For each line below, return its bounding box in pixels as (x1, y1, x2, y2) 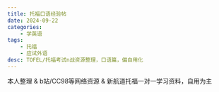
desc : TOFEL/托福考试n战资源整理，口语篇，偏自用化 (7, 57, 143, 64)
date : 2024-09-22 (7, 17, 59, 24)
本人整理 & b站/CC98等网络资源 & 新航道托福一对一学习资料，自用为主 (7, 76, 213, 85)
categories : (7, 23, 42, 30)
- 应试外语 (20, 50, 48, 57)
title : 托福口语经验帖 (7, 10, 67, 18)
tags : (7, 37, 23, 44)
